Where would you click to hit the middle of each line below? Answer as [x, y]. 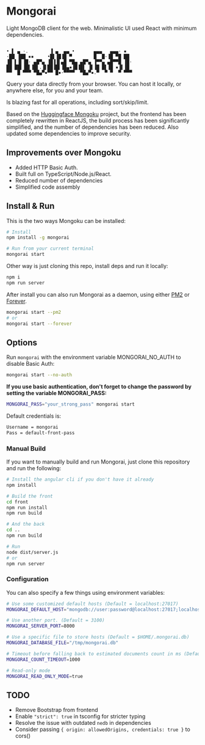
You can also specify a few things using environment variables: [86, 592]
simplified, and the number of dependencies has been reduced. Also [92, 127]
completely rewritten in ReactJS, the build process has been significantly [98, 120]
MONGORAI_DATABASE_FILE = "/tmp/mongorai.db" [63, 643]
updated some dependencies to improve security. [69, 133]
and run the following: [34, 468]
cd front [17, 502]
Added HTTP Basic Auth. [46, 167]
